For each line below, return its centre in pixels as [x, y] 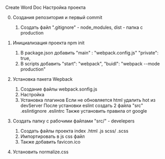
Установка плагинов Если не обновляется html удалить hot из [88, 100]
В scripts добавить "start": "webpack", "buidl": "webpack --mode [90, 64]
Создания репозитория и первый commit [57, 17]
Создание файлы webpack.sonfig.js [59, 89]
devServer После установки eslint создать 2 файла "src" [82, 105]
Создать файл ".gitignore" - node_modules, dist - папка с [82, 27]
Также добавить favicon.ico [50, 142]
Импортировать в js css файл [53, 136]
